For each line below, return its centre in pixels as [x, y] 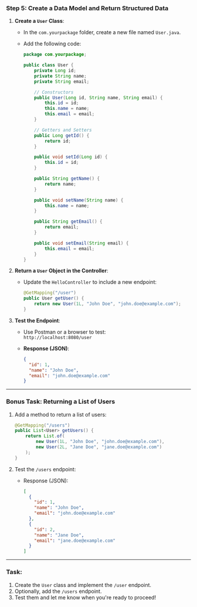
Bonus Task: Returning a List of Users [61, 402]
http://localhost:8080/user [57, 337]
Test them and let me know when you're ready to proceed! [85, 597]
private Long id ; [55, 71]
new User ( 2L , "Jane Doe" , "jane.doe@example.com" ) [99, 447]
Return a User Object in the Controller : [61, 271]
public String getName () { [67, 179]
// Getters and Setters [63, 130]
